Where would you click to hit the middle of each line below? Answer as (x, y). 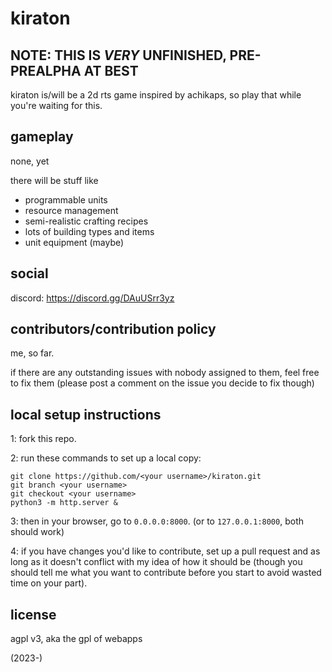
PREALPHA (46, 70)
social (29, 273)
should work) (37, 532)
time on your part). (49, 583)
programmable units (66, 199)
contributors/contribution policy (113, 329)
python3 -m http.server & (64, 503)
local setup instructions (86, 414)
